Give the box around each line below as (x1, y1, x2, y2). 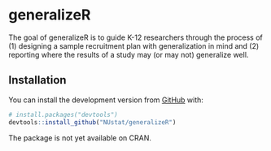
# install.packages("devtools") (8, 110, 118, 119)
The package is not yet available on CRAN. (8, 132, 152, 143)
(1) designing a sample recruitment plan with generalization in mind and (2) (8, 41, 260, 50)
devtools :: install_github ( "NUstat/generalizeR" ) (8, 118, 177, 127)
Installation (8, 73, 67, 87)
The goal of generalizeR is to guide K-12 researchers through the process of (8, 32, 263, 42)
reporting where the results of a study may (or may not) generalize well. (8, 50, 249, 59)
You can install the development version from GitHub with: (8, 95, 203, 105)
